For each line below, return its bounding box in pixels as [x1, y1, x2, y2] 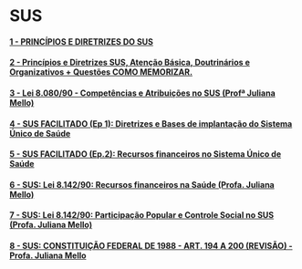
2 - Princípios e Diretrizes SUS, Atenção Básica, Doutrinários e [9, 57, 251, 68]
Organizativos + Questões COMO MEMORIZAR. [9, 67, 193, 78]
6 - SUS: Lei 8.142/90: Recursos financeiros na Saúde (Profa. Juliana [9, 179, 276, 190]
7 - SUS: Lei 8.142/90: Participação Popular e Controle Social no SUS [9, 210, 275, 221]
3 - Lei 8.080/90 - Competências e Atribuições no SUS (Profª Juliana [9, 88, 276, 98]
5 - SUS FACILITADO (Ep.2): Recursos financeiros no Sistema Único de [9, 149, 282, 160]
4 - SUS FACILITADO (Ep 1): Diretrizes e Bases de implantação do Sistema [9, 118, 293, 129]
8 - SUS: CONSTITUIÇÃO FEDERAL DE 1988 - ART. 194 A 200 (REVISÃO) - [9, 240, 294, 251]
